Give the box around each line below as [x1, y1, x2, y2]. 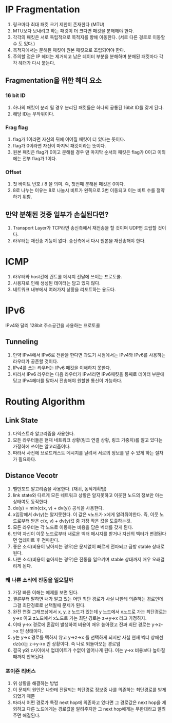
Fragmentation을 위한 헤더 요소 [5, 76, 102, 85]
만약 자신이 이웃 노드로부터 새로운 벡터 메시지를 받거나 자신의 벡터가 [12, 530, 149, 537]
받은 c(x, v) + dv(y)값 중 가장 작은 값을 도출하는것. [30, 518, 132, 524]
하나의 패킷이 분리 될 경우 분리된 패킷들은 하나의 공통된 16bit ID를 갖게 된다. [12, 104, 164, 110]
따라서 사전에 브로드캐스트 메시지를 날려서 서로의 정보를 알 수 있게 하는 [12, 449, 154, 455]
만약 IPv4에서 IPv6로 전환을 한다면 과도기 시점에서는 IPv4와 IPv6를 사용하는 [12, 352, 166, 358]
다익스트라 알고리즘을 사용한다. [12, 430, 75, 436]
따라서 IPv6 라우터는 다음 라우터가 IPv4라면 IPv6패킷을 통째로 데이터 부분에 [12, 371, 165, 377]
